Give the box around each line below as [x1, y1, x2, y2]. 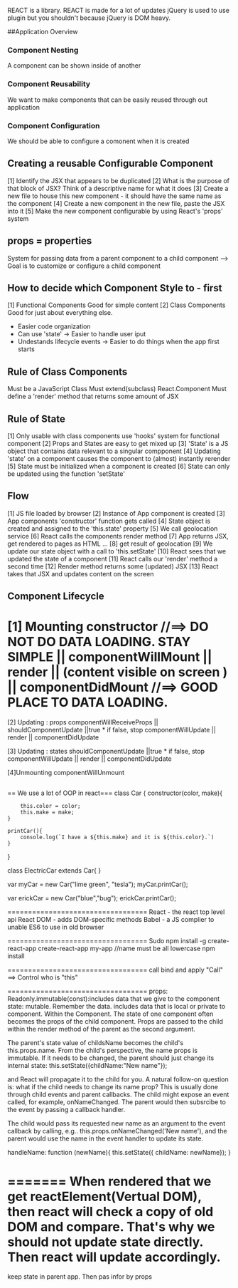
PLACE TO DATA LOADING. [7, 695, 168, 711]
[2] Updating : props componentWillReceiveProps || [7, 718, 158, 727]
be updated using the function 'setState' [7, 469, 126, 478]
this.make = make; [20, 809, 75, 816]
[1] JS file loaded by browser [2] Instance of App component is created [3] [7, 509, 225, 517]
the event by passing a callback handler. [7, 1106, 126, 1114]
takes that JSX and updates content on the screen [7, 569, 154, 578]
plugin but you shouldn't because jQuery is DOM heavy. [7, 14, 171, 22]
